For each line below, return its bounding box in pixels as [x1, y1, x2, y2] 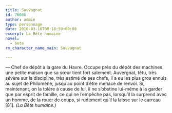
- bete [10, 41, 24, 46]
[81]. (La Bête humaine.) [5, 102, 56, 108]
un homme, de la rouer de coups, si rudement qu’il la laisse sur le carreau [5, 97, 161, 103]
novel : [5, 36, 20, 41]
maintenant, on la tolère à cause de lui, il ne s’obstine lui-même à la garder [5, 85, 163, 92]
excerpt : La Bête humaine [5, 31, 61, 36]
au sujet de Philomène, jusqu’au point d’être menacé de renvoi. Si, [5, 80, 145, 86]
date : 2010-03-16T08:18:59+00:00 [5, 27, 77, 32]
